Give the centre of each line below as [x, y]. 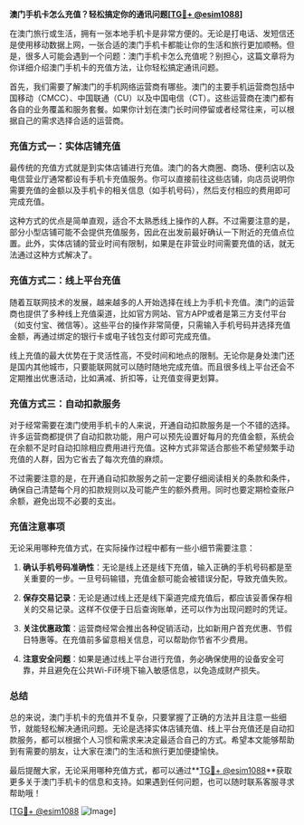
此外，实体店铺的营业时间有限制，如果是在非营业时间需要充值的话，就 [156, 244]
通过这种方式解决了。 [57, 255]
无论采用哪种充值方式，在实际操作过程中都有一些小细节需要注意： [132, 548]
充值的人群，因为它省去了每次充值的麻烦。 [89, 459]
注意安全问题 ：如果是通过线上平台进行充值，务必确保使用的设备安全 [149, 659]
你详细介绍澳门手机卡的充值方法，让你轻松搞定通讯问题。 [116, 67]
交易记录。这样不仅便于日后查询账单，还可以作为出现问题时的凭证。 [165, 609]
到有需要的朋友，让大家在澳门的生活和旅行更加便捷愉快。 [116, 752]
